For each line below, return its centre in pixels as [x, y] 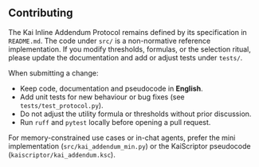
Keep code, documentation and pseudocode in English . [111, 88]
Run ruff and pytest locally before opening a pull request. [115, 122]
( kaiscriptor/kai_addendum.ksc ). [62, 154]
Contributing [41, 13]
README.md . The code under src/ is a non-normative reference [110, 41]
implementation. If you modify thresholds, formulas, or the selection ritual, [129, 49]
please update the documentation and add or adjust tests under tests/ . [126, 57]
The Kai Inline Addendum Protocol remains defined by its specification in [128, 32]
